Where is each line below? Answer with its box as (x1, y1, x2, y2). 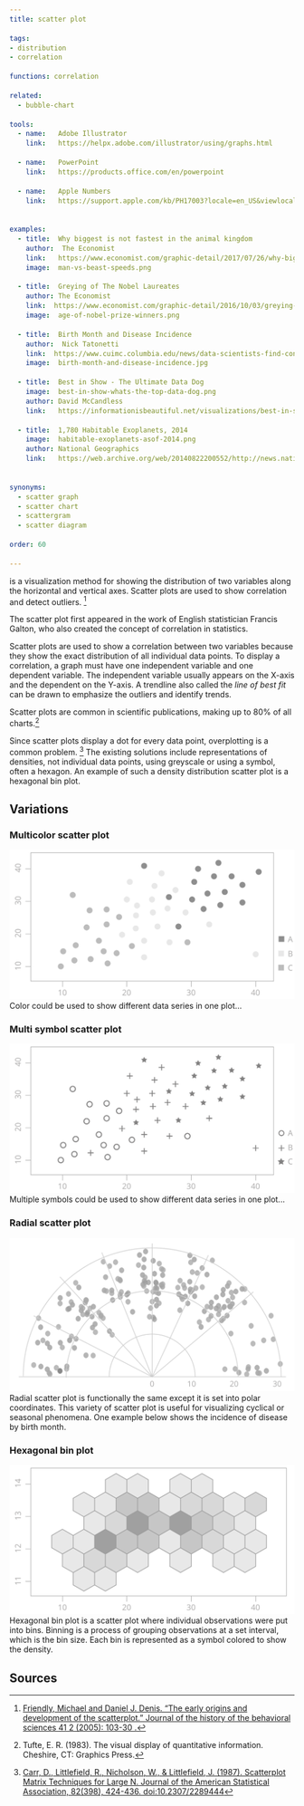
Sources (9, 1670, 58, 1686)
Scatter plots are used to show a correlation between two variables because (9, 641, 294, 652)
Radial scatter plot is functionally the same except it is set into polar (9, 1392, 261, 1403)
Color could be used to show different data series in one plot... (9, 1000, 242, 1011)
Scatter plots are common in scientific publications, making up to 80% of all (9, 706, 292, 717)
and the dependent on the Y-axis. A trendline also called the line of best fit (9, 679, 287, 690)
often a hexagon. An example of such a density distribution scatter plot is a (9, 765, 290, 776)
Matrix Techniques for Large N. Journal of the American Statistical (22, 1776, 270, 1788)
